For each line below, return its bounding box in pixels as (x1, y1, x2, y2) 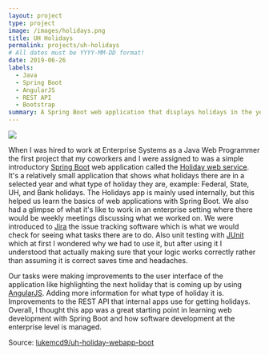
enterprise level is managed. (8, 322, 102, 332)
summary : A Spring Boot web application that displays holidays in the (8, 109, 252, 117)
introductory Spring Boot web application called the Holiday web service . (8, 162, 250, 172)
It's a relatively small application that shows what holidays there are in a (8, 171, 245, 180)
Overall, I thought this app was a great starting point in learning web (8, 305, 232, 314)
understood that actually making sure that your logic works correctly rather (8, 247, 256, 257)
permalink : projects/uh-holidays (8, 42, 120, 50)
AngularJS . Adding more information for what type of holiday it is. (8, 289, 224, 297)
